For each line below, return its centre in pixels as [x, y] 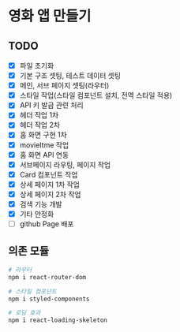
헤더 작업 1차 [39, 115]
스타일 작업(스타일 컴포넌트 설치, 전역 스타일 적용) [96, 95]
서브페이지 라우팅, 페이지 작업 [65, 164]
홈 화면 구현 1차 [43, 135]
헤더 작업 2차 [40, 125]
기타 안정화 [37, 214]
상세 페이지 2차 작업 [50, 194]
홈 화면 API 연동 [44, 155]
